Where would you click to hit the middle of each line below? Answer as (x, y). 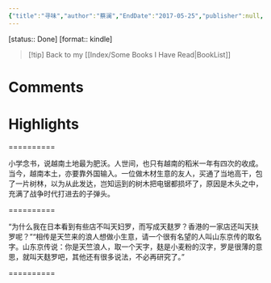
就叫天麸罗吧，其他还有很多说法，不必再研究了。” (104, 256)
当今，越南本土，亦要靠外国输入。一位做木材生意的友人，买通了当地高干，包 (135, 173)
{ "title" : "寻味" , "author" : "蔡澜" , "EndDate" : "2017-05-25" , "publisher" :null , (136, 16)
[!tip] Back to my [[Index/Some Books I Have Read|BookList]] (129, 54)
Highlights (44, 124)
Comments (46, 87)
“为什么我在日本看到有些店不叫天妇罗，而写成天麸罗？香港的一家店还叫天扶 (134, 226)
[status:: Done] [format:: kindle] (60, 39)
